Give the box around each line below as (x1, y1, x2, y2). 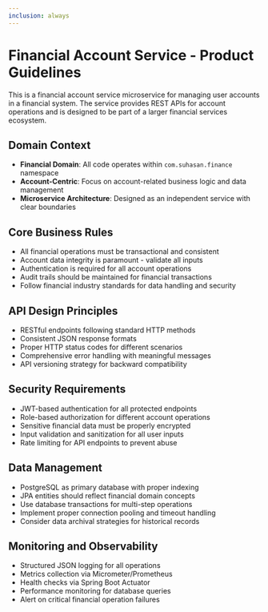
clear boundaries (19, 202, 76, 212)
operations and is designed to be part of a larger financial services (8, 107, 228, 116)
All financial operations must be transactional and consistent (19, 247, 220, 256)
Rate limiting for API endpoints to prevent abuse (19, 437, 178, 447)
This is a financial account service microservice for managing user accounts (8, 90, 260, 99)
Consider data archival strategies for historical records (19, 516, 200, 525)
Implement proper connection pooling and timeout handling (19, 508, 216, 517)
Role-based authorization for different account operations (19, 412, 210, 421)
